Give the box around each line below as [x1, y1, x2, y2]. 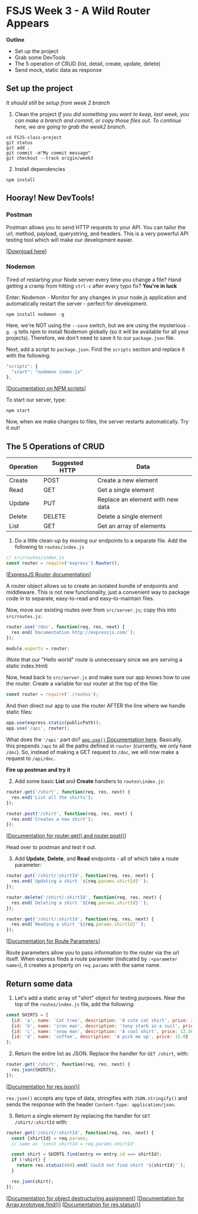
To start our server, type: [6, 396, 67, 403]
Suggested [52, 459, 84, 467]
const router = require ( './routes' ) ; [6, 692, 99, 698]
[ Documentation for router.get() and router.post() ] [6, 833, 127, 840]
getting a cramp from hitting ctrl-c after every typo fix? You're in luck [6, 282, 177, 289]
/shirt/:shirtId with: [14, 1118, 68, 1126]
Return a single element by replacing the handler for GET [14, 1112, 151, 1119]
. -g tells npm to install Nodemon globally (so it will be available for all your [8, 328, 189, 335]
